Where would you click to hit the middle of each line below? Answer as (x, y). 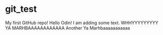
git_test (21, 9)
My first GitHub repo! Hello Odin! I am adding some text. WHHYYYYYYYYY (82, 23)
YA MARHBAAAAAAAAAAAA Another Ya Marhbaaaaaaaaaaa (68, 28)
